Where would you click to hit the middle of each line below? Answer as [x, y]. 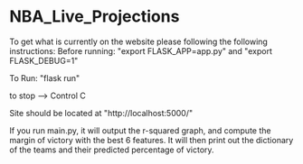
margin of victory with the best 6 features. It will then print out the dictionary [151, 140]
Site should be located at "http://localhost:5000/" [101, 113]
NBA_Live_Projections [95, 17]
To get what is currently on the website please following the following [139, 41]
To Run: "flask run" [45, 77]
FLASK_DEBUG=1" [44, 60]
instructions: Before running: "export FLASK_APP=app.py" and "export [141, 50]
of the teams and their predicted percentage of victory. [112, 150]
